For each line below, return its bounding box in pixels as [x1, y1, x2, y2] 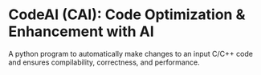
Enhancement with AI [8, 22, 154, 41]
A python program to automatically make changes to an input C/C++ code [8, 49, 253, 58]
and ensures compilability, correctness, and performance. [8, 57, 200, 67]
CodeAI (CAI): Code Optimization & [8, 6, 246, 24]
